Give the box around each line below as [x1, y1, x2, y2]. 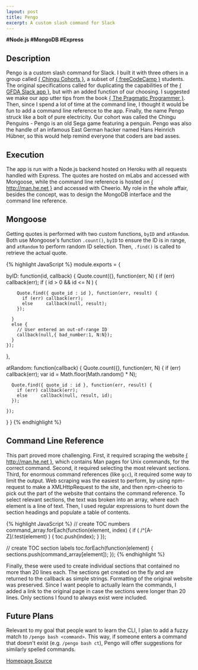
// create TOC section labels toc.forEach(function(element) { [6, 544, 154, 551]
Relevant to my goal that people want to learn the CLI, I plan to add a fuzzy [6, 627, 189, 634]
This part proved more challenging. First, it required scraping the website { [6, 451, 188, 459]
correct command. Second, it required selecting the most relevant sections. [6, 464, 191, 471]
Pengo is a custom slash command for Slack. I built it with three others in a [6, 69, 189, 76]
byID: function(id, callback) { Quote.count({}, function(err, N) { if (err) [6, 272, 175, 279]
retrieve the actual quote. [6, 249, 68, 256]
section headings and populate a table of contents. [6, 509, 130, 516]
